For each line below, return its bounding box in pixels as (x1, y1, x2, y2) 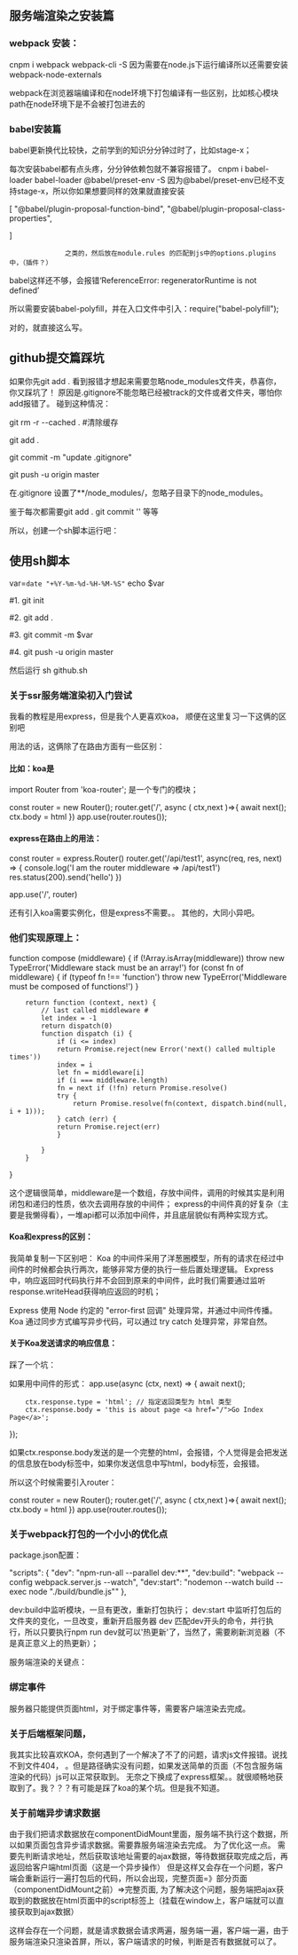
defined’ (9, 285, 40, 296)
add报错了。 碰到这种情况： (9, 398, 111, 408)
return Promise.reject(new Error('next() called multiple (56, 1045, 276, 1053)
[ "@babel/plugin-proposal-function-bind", (9, 203, 166, 214)
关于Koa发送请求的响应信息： (9, 1338, 118, 1349)
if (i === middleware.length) (56, 1076, 169, 1084)
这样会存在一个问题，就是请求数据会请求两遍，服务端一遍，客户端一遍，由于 (9, 1925, 289, 1936)
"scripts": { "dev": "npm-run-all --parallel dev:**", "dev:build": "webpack (9, 1567, 275, 1578)
